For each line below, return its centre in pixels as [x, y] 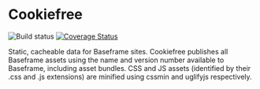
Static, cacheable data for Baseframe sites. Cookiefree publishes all [118, 51]
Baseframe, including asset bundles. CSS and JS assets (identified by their [130, 68]
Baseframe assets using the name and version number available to [116, 60]
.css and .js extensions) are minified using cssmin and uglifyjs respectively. [130, 76]
